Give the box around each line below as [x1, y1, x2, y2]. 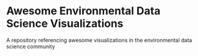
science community [6, 43, 56, 50]
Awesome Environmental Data [6, 4, 161, 18]
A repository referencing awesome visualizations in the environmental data [6, 36, 193, 43]
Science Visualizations [6, 17, 124, 30]
